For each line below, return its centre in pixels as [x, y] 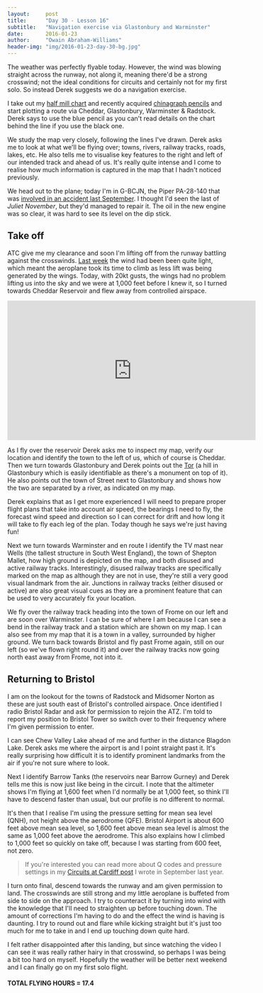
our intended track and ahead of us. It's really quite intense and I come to [114, 162]
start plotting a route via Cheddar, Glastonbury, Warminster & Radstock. [112, 111]
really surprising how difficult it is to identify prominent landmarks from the [116, 755]
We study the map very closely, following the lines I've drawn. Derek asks [115, 140]
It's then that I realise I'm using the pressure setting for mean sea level [110, 813]
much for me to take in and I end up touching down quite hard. [99, 931]
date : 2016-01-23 [43, 34]
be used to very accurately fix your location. [72, 598]
